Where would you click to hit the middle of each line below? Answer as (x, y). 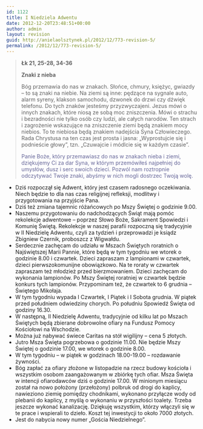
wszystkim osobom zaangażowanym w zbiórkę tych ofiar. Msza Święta (104, 374)
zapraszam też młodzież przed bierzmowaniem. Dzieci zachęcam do (101, 271)
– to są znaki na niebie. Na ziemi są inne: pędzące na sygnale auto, (105, 93)
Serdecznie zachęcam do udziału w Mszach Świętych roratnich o (97, 245)
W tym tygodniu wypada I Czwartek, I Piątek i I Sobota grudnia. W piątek (106, 297)
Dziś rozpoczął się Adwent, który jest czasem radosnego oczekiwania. (103, 187)
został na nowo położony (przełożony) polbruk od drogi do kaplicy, (98, 387)
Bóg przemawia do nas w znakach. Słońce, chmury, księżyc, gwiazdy (108, 86)
